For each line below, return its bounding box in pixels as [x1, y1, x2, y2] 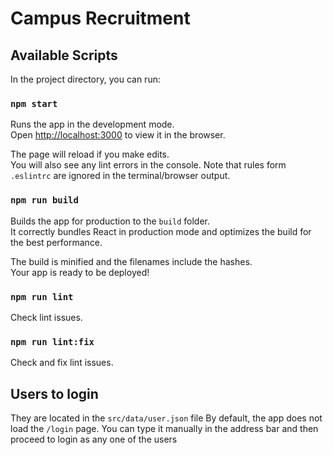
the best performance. [10, 236, 103, 248]
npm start [10, 98, 58, 109]
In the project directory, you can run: [10, 73, 161, 85]
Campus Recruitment [10, 7, 191, 30]
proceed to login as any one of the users [10, 433, 178, 445]
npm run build [10, 195, 79, 206]
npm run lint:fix [10, 336, 95, 347]
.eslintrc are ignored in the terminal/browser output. [10, 170, 231, 182]
